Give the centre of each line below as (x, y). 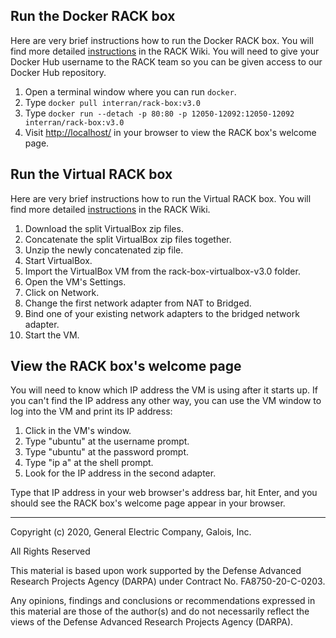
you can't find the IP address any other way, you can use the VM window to (166, 401)
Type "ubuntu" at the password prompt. (107, 452)
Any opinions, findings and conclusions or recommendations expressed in (163, 601)
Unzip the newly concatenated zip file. (104, 250)
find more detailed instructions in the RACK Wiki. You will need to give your (165, 51)
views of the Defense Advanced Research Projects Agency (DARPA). (152, 622)
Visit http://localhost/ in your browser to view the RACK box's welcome (170, 132)
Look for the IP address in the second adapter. (120, 473)
